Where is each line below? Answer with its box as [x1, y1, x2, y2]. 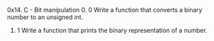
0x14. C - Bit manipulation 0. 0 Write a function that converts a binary [7, 6, 202, 14]
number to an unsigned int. [7, 13, 84, 21]
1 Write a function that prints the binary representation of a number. [16, 27, 208, 34]
